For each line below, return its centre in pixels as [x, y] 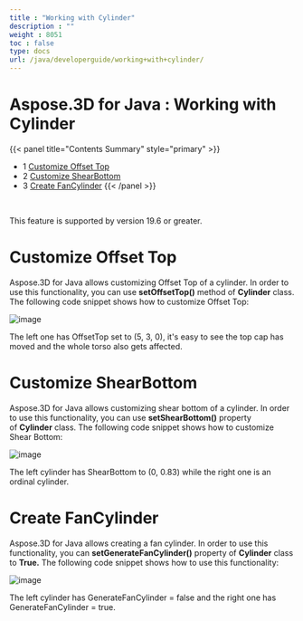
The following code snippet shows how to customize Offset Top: [129, 301]
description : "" [42, 26]
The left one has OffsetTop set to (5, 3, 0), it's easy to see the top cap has [147, 337]
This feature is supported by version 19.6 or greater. [106, 220]
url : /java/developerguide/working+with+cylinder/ [107, 60]
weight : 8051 [36, 34]
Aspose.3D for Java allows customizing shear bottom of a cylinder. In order [150, 407]
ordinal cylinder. [39, 482]
